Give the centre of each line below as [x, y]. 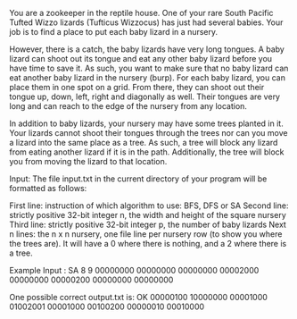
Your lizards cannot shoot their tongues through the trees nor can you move [148, 133]
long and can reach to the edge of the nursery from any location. [128, 106]
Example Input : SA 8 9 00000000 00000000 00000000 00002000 [134, 270]
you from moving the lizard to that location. [88, 161]
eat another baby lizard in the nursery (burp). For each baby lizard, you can [147, 78]
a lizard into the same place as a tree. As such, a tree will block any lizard [144, 143]
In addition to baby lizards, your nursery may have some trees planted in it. [146, 123]
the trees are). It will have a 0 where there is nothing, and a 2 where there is [148, 243]
